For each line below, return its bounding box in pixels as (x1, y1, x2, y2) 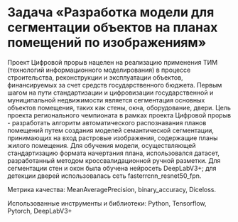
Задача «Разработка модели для (7, 4, 215, 21)
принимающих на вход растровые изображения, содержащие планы (7, 133, 218, 142)
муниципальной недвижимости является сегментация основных (7, 95, 205, 104)
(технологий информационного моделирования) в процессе (7, 65, 191, 74)
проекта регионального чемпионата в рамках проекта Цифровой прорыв (7, 111, 232, 120)
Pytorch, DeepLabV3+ (7, 206, 72, 215)
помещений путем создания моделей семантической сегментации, (7, 126, 215, 134)
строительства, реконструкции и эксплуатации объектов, (7, 73, 183, 82)
